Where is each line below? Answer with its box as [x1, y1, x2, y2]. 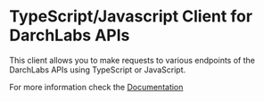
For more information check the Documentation [9, 81, 184, 92]
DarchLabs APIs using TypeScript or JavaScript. [9, 64, 186, 75]
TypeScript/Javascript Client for [9, 6, 252, 27]
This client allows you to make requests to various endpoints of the [9, 55, 256, 65]
